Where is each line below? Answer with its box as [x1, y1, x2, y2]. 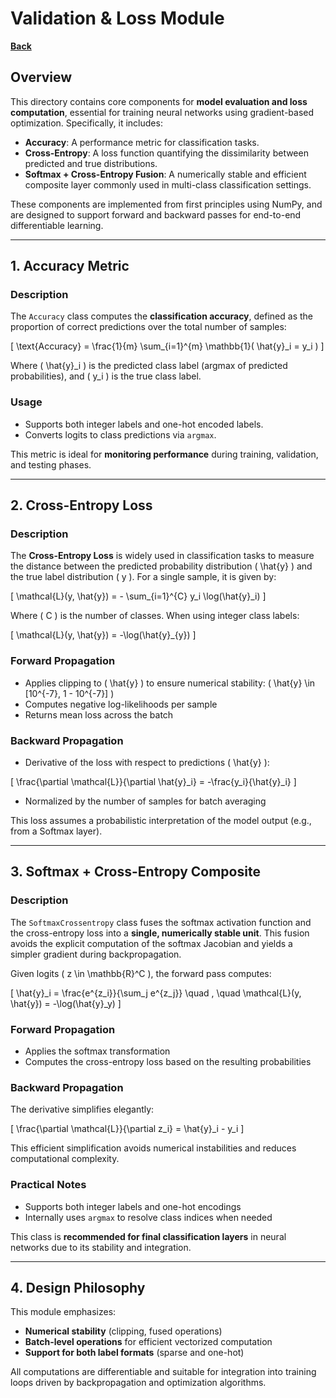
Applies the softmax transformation [24, 1045, 171, 1057]
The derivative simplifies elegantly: [10, 1103, 155, 1116]
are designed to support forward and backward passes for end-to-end [10, 208, 302, 221]
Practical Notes [10, 1178, 87, 1192]
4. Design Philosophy [10, 1279, 146, 1296]
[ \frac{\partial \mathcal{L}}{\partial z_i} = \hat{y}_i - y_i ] [10, 1123, 245, 1135]
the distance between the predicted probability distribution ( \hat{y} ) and [10, 560, 313, 572]
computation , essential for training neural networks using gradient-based [10, 106, 315, 118]
